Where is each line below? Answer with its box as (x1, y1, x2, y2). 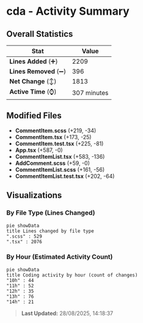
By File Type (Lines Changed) (6, 208, 95, 217)
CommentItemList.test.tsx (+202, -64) (15, 172, 115, 180)
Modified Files (6, 110, 62, 121)
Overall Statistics (6, 29, 73, 39)
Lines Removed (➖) (9, 67, 66, 75)
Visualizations (6, 190, 62, 200)
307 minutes (71, 88, 109, 97)
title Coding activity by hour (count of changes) (6, 272, 138, 278)
